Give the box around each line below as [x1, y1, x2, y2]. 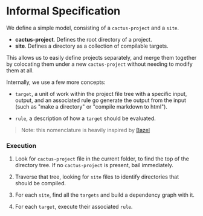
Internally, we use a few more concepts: [6, 78, 106, 86]
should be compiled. [14, 180, 66, 187]
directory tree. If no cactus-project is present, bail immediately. [14, 162, 174, 169]
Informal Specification [6, 4, 121, 18]
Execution [6, 141, 37, 150]
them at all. [6, 66, 34, 74]
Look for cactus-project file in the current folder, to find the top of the [14, 155, 189, 162]
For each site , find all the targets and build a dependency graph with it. [14, 191, 195, 199]
